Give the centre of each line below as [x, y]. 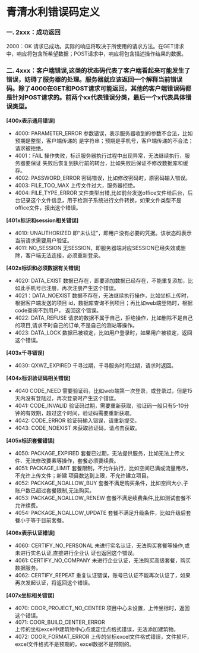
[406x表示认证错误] [31, 533]
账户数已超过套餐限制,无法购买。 [55, 490]
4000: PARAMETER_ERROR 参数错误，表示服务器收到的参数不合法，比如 [104, 133]
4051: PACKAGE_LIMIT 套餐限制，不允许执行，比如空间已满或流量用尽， [103, 468]
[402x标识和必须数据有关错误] [44, 268]
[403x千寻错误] [25, 352]
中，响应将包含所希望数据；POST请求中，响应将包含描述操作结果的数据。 [97, 54]
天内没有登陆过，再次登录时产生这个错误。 [67, 398]
